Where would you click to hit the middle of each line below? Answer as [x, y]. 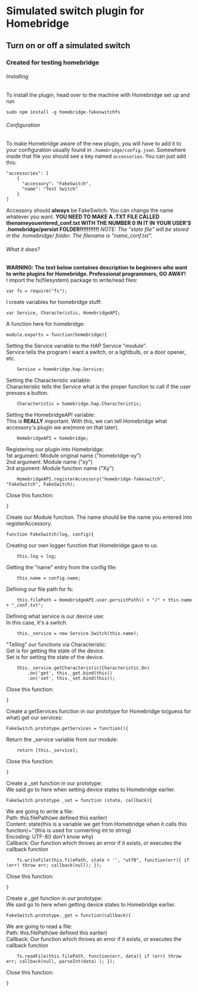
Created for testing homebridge [53, 62]
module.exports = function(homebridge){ [57, 335]
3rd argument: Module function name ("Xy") [60, 468]
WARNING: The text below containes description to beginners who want [97, 268]
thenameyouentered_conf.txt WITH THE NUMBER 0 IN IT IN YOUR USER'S [99, 223]
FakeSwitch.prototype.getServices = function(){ [67, 728]
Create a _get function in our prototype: [54, 898]
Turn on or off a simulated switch [68, 45]
